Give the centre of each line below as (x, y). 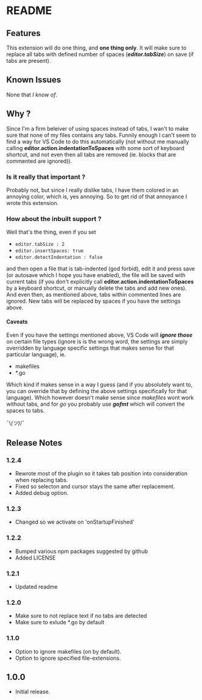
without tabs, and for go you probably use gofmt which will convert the (96, 404)
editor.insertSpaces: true (49, 251)
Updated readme (36, 587)
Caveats (17, 322)
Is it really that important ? (46, 176)
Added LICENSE (35, 557)
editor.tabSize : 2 (40, 245)
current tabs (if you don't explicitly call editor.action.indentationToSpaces (100, 282)
